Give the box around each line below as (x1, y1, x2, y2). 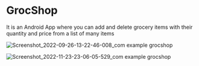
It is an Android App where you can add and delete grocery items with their (6, 23, 193, 31)
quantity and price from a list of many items (6, 29, 115, 37)
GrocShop (6, 4, 58, 17)
